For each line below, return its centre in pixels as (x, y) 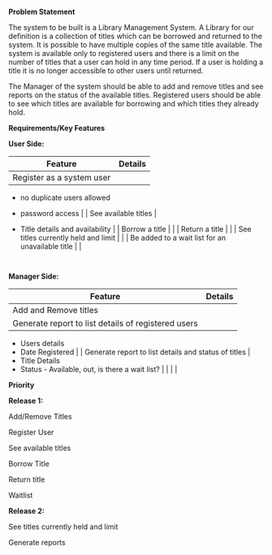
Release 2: (26, 511)
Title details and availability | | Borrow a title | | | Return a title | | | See (136, 229)
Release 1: (26, 401)
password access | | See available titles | (88, 213)
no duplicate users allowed (65, 197)
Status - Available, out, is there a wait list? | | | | (99, 369)
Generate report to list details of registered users (105, 323)
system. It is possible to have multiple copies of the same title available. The (135, 45)
